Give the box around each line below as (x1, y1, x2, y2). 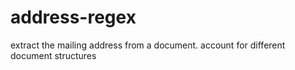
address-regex (10, 6, 137, 29)
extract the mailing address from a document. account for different (10, 39, 286, 51)
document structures (10, 49, 97, 61)
